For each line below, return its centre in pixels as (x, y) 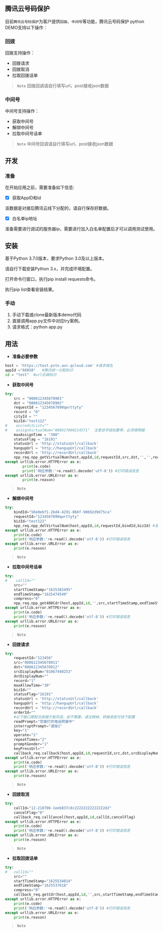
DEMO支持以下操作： (26, 27)
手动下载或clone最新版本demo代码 (47, 315)
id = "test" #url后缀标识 (31, 375)
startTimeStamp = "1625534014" (43, 881)
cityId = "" (26, 417)
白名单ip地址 (24, 219)
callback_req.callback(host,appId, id (52, 753)
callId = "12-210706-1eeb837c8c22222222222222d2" (63, 808)
